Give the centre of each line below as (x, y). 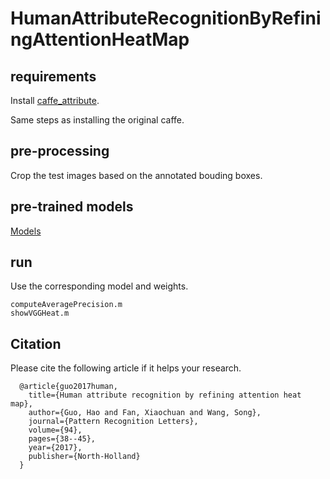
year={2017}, (55, 448)
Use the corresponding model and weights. (99, 286)
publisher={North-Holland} (84, 457)
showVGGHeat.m (40, 313)
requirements (53, 76)
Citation (36, 343)
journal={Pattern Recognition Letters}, (113, 422)
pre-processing (60, 151)
